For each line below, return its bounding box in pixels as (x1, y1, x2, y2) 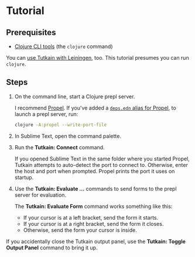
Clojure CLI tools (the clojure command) (14, 43, 113, 50)
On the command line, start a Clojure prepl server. (14, 92, 135, 100)
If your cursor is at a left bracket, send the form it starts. (23, 214, 159, 221)
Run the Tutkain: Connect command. (14, 143, 105, 150)
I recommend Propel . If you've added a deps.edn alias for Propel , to (14, 104, 177, 111)
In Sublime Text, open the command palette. (14, 132, 122, 139)
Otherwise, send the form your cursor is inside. (23, 227, 138, 234)
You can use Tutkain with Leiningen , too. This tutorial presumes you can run (6, 54, 189, 61)
